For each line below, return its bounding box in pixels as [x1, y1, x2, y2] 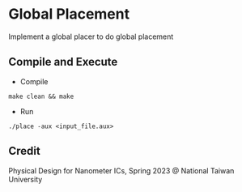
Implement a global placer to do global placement [8, 32, 174, 41]
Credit [8, 144, 40, 158]
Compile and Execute [8, 55, 118, 69]
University [8, 174, 43, 184]
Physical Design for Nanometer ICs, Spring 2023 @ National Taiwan [8, 165, 235, 175]
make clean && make [8, 92, 74, 100]
